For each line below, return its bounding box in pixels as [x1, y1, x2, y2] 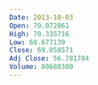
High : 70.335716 [9, 29, 69, 38]
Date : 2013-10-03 [9, 12, 74, 22]
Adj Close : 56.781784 [9, 54, 90, 63]
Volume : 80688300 [9, 63, 74, 72]
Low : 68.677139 [9, 37, 66, 47]
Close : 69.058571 [9, 46, 74, 55]
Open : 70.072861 [9, 21, 69, 30]
